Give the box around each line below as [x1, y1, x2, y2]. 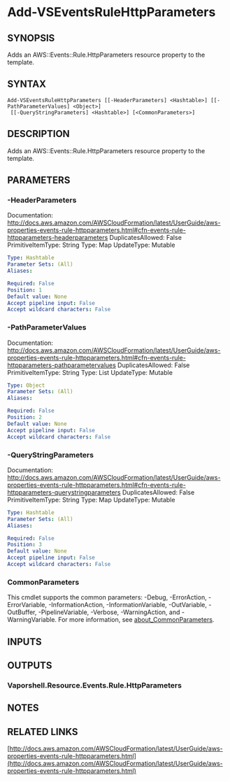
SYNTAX [7, 78, 47, 90]
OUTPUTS [7, 659, 52, 671]
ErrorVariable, [7, 601, 48, 609]
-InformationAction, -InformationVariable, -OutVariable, [48, 601, 208, 609]
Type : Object [7, 382, 45, 389]
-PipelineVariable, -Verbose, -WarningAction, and [38, 608, 180, 616]
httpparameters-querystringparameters [7, 488, 121, 497]
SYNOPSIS [7, 32, 55, 44]
